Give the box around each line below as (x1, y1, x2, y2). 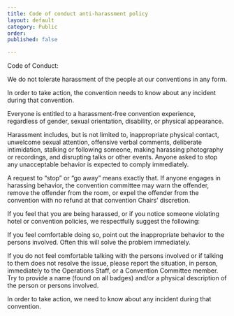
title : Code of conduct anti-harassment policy (7, 10, 149, 17)
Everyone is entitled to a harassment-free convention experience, (7, 110, 196, 118)
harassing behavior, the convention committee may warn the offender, (7, 181, 210, 189)
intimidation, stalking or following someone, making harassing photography (7, 145, 224, 154)
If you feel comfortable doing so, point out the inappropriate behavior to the (7, 231, 225, 239)
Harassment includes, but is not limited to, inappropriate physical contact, (7, 131, 219, 139)
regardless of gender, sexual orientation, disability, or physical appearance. (7, 117, 224, 126)
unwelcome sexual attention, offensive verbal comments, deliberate (7, 138, 203, 147)
